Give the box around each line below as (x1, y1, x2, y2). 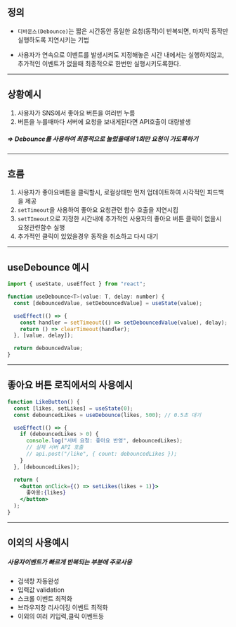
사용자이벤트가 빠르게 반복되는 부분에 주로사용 (7, 557, 132, 566)
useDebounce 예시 (7, 261, 89, 273)
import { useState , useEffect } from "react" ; (7, 280, 146, 287)
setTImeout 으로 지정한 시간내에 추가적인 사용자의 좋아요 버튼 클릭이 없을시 (17, 214, 222, 223)
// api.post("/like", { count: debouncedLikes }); (25, 450, 178, 458)
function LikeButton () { (7, 398, 80, 405)
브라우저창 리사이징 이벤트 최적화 (17, 603, 108, 612)
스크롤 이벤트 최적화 (17, 595, 72, 603)
